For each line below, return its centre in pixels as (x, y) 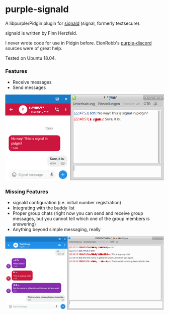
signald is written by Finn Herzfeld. (41, 33)
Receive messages (32, 82)
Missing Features (27, 192)
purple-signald (37, 9)
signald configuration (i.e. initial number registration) (67, 203)
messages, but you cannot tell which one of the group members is (81, 219)
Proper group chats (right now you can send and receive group (78, 213)
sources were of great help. (34, 48)
